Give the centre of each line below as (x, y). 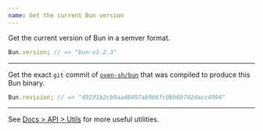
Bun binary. (27, 82)
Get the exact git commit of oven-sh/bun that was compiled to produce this (129, 75)
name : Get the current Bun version (66, 15)
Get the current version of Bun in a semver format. (89, 38)
